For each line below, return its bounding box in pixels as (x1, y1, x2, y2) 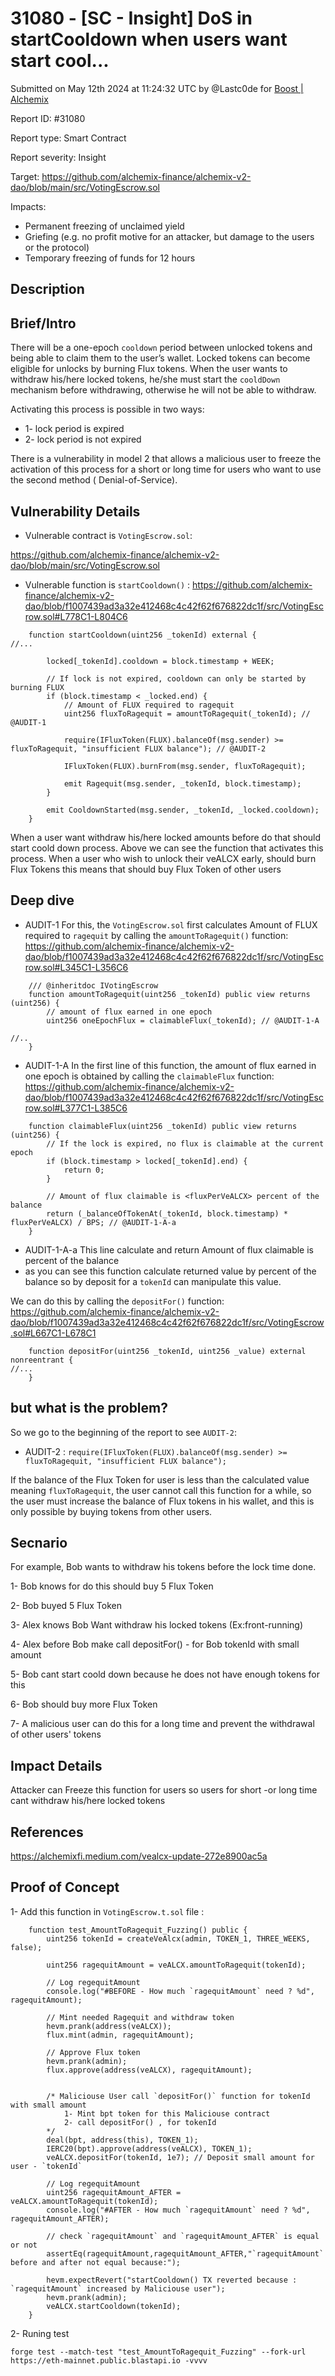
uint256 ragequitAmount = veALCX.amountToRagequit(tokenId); (46, 1960, 307, 1970)
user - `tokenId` (10, 2161, 83, 2171)
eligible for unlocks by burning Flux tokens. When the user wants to (10, 363, 288, 375)
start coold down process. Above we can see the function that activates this (10, 842, 324, 854)
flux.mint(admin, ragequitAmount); (46, 2030, 195, 2040)
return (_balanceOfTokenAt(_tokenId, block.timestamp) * (46, 1208, 288, 1219)
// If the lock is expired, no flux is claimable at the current (46, 1138, 325, 1149)
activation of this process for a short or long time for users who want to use (10, 463, 322, 476)
